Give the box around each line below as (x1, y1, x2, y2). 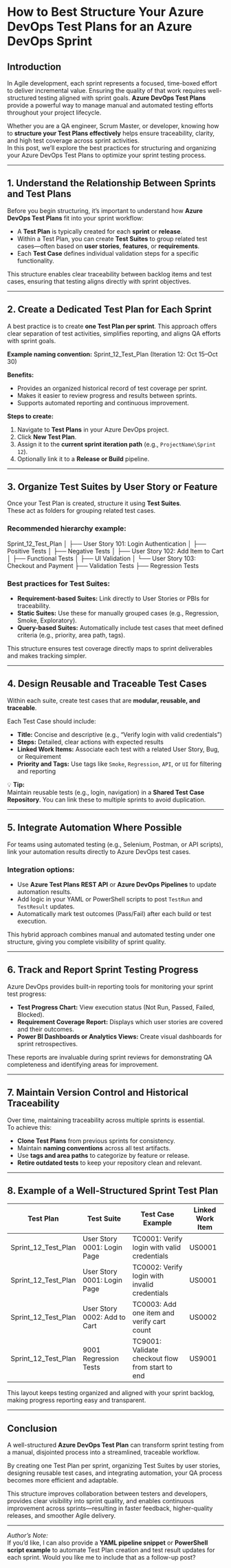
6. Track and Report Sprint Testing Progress (7, 964, 199, 976)
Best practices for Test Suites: (7, 578, 110, 588)
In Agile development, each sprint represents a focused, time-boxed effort (7, 79, 218, 87)
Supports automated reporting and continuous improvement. (16, 398, 189, 407)
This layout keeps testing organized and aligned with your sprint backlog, (7, 1389, 215, 1397)
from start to (132, 1363, 173, 1372)
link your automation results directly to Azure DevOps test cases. (7, 847, 191, 855)
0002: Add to (82, 1312, 126, 1322)
